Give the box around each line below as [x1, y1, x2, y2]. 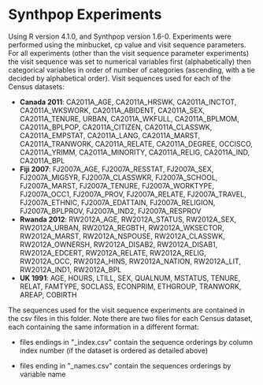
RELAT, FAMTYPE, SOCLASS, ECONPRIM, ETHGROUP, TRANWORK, [19, 282, 242, 291]
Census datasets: [8, 81, 65, 92]
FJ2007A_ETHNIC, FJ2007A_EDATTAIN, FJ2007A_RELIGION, [19, 197, 216, 207]
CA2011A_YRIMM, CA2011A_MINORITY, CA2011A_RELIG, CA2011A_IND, [19, 148, 250, 157]
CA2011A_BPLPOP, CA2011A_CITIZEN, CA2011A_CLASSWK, [19, 122, 213, 132]
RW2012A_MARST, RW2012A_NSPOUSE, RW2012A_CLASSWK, [19, 231, 226, 241]
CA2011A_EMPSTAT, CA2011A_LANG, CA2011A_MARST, [19, 130, 201, 140]
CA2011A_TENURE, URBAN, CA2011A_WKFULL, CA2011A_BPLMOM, [19, 114, 240, 123]
